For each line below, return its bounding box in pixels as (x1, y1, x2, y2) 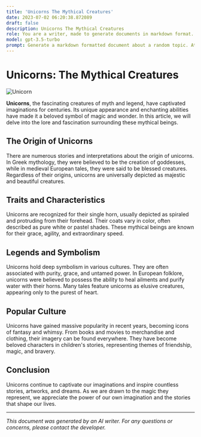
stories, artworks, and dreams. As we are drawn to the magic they (6, 387, 169, 394)
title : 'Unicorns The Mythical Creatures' (6, 8, 114, 15)
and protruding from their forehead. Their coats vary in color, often (6, 217, 170, 225)
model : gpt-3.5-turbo (6, 37, 60, 43)
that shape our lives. (6, 400, 57, 407)
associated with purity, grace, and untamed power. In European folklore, (6, 270, 184, 277)
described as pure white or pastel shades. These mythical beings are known (6, 223, 194, 231)
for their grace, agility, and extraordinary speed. (6, 230, 124, 237)
